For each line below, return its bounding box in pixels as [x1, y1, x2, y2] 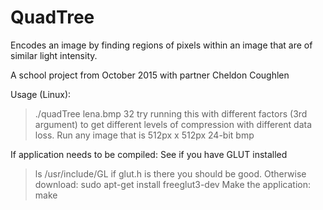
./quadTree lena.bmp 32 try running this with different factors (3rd [34, 107, 308, 120]
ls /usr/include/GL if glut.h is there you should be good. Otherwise [34, 167, 307, 180]
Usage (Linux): [10, 88, 72, 100]
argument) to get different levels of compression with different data [34, 118, 313, 130]
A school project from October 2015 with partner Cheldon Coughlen [10, 69, 290, 81]
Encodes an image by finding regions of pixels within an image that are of [10, 39, 313, 51]
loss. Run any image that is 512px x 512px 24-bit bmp [34, 129, 255, 141]
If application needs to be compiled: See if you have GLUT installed [10, 148, 288, 160]
